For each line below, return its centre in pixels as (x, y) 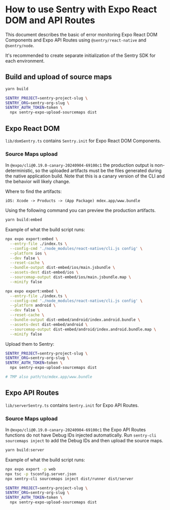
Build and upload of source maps (59, 77)
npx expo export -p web (31, 469)
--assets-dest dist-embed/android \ (49, 324)
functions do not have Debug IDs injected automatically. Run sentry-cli (81, 435)
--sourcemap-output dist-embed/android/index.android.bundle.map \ (83, 329)
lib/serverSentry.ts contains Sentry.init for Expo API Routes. (72, 405)
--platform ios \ (28, 253)
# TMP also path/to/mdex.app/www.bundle (49, 377)
